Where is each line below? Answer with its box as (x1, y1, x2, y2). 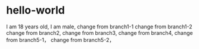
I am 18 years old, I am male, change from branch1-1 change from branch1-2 (6, 23, 192, 30)
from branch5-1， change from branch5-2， (6, 36, 115, 43)
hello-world (6, 4, 66, 17)
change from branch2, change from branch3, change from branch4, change (6, 29, 193, 36)
